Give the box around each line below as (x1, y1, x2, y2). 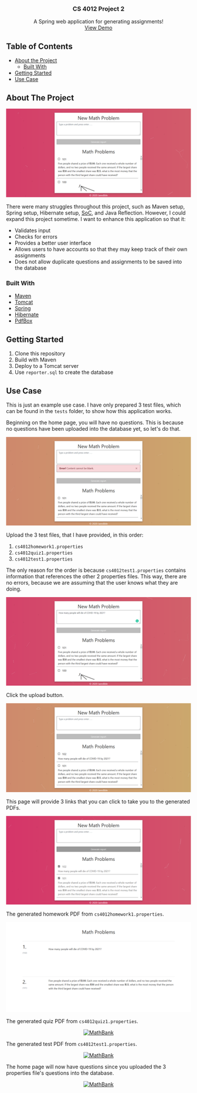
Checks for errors (14, 233, 57, 240)
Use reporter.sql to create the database (14, 369, 114, 376)
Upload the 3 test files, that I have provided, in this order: (6, 531, 144, 539)
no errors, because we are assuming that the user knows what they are (6, 579, 178, 586)
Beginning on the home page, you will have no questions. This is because (6, 419, 184, 426)
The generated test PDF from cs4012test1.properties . (6, 1040, 137, 1047)
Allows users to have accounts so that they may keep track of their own (14, 246, 188, 253)
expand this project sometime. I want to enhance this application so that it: (6, 216, 186, 223)
